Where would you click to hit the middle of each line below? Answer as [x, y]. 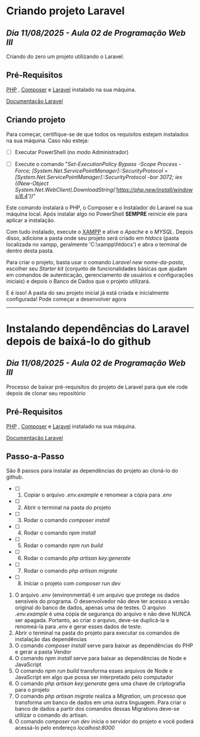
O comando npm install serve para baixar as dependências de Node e [101, 658]
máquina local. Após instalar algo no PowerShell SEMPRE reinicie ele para [97, 214]
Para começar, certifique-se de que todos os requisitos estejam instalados [97, 134]
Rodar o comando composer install [67, 520]
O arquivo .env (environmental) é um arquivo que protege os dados [97, 595]
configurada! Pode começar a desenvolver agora [66, 299]
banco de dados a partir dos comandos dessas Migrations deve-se [97, 709]
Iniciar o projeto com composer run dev [72, 583]
